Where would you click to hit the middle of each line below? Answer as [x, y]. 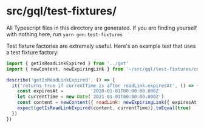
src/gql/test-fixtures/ [62, 11]
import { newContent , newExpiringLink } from [65, 69]
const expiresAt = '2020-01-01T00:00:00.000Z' [90, 91]
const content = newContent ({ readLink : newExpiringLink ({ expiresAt [107, 103]
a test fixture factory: [32, 52]
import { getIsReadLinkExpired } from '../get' [68, 63]
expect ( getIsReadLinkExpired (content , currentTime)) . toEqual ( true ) [104, 108]
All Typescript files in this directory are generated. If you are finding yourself [102, 28]
